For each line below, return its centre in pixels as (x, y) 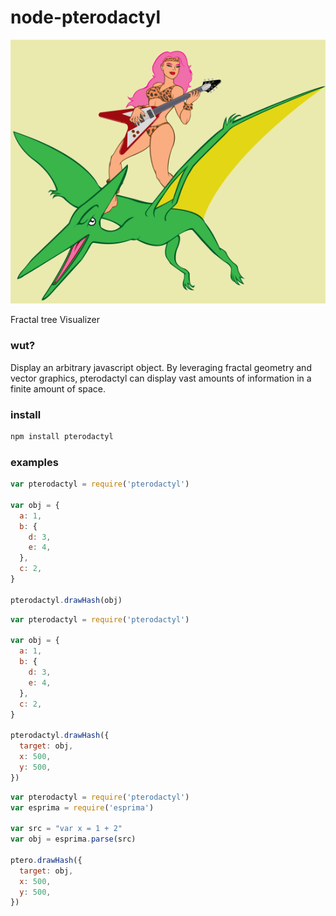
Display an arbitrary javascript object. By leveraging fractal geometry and (161, 367)
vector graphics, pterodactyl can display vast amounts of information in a (161, 378)
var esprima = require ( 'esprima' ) (82, 807)
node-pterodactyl (85, 17)
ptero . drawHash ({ (46, 860)
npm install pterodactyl (62, 436)
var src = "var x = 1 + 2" (66, 829)
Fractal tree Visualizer (55, 320)
